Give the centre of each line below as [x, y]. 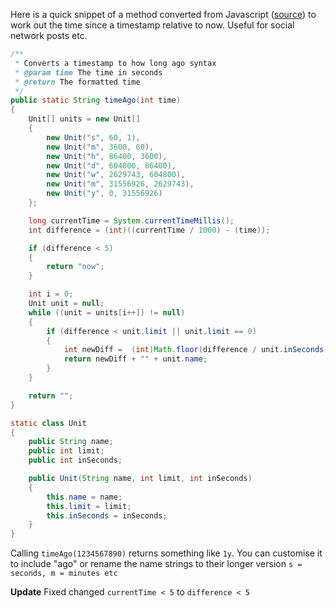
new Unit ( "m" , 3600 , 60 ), [100, 147]
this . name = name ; [84, 497]
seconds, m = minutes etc [64, 574]
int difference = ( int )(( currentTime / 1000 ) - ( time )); [149, 230]
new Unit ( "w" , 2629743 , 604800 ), [116, 175]
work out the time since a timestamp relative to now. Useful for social [152, 25]
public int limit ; [66, 451]
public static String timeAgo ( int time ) [96, 100]
